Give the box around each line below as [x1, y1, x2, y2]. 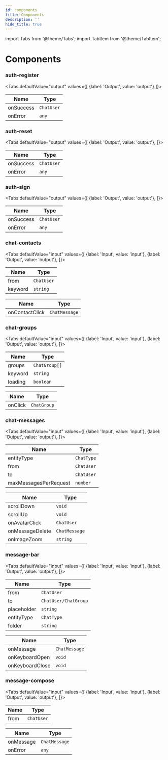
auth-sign [5, 183, 30, 190]
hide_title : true [5, 21, 42, 27]
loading [8, 378, 26, 385]
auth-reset [5, 128, 32, 135]
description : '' [5, 17, 40, 22]
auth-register [5, 72, 39, 79]
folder [8, 622, 22, 629]
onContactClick [8, 309, 45, 316]
